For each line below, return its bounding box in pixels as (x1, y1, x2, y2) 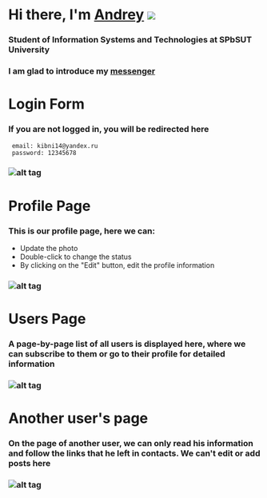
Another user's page (8, 409, 149, 428)
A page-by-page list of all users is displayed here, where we (8, 338, 246, 349)
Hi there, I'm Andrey (8, 6, 145, 24)
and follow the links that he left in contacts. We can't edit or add (8, 448, 261, 459)
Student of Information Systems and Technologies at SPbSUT (8, 34, 253, 46)
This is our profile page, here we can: (8, 225, 156, 237)
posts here (8, 457, 51, 468)
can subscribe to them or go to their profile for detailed (8, 348, 225, 359)
